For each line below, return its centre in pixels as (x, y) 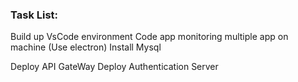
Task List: (34, 15)
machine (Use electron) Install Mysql (86, 47)
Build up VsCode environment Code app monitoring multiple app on (149, 37)
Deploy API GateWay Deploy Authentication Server (114, 67)
